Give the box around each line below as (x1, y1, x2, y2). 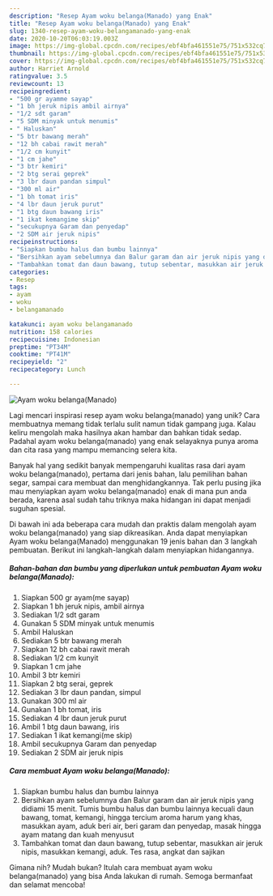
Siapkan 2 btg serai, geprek (20, 678, 113, 689)
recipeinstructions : (9, 238, 79, 246)
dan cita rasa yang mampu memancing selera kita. (9, 445, 177, 454)
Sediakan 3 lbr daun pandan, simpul (20, 687, 141, 697)
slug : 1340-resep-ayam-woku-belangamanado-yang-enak (9, 27, 191, 35)
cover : (9, 58, 32, 66)
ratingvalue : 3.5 (9, 72, 68, 80)
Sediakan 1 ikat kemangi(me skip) (20, 730, 133, 740)
